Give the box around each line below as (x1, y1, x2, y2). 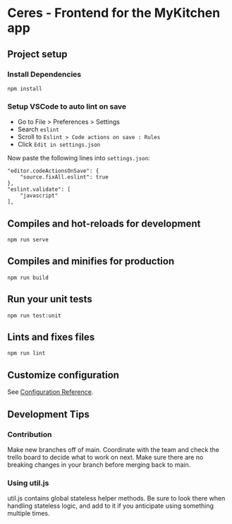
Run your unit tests (7, 293, 93, 305)
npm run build (7, 274, 49, 281)
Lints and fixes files (7, 331, 95, 343)
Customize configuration (7, 369, 120, 381)
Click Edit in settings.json (17, 140, 101, 149)
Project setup (7, 48, 68, 60)
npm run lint (7, 350, 46, 357)
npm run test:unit (7, 312, 61, 319)
